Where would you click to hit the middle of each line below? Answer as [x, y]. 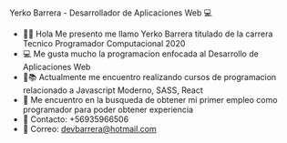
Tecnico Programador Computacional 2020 [104, 43]
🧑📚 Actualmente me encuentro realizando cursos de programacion [149, 77]
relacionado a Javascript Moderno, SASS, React [113, 90]
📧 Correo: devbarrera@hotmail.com [89, 129]
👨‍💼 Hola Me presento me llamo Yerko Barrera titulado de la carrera [148, 34]
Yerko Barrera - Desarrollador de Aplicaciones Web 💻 [111, 13]
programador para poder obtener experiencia [108, 109]
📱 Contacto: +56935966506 [76, 119]
